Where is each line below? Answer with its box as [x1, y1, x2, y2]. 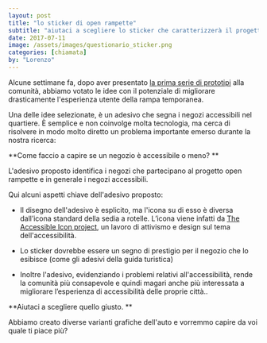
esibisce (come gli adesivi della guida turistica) [19, 254, 173, 264]
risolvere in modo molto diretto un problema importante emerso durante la [8, 126, 251, 136]
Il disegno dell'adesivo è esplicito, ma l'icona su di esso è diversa [19, 205, 234, 214]
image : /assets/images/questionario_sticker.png [8, 41, 172, 49]
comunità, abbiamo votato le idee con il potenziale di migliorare [8, 86, 216, 95]
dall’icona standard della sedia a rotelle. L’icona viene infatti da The [19, 214, 240, 223]
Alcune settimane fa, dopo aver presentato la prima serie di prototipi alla [8, 77, 245, 87]
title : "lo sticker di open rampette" [8, 19, 137, 27]
